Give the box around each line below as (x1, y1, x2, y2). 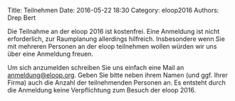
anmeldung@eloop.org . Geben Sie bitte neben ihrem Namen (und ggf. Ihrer (7, 71, 228, 79)
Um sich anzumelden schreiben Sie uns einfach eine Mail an (7, 64, 184, 71)
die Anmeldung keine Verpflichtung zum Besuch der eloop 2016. (7, 86, 197, 94)
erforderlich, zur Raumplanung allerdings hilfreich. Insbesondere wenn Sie (7, 35, 226, 43)
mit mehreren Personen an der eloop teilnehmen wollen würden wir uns (7, 42, 217, 50)
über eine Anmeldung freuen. (7, 49, 94, 58)
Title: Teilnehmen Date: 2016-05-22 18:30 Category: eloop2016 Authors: (7, 6, 219, 14)
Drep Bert (7, 13, 36, 22)
